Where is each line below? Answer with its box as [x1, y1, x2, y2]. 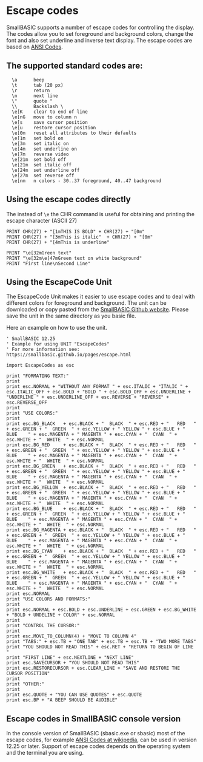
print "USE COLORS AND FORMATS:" [6, 596, 91, 602]
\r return [12, 87, 50, 94]
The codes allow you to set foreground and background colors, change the [6, 30, 194, 37]
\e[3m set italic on [12, 140, 69, 146]
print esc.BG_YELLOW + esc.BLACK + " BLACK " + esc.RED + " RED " [6, 485, 197, 491]
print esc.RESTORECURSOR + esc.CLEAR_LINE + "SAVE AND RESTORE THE [6, 665, 181, 672]
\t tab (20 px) [12, 82, 64, 88]
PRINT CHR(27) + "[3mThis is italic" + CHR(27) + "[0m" [6, 234, 153, 240]
